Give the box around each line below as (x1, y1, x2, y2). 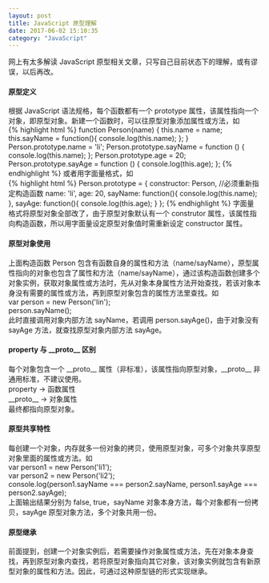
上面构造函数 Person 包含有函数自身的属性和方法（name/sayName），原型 (8, 258, 252, 267)
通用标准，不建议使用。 (8, 374, 86, 384)
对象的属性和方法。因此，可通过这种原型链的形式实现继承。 (14, 566, 212, 577)
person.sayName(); (8, 305, 72, 315)
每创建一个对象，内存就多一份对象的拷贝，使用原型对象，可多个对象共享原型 (8, 444, 261, 453)
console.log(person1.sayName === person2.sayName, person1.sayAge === (8, 480, 258, 489)
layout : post (8, 11, 52, 20)
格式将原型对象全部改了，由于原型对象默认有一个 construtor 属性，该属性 (8, 209, 251, 219)
